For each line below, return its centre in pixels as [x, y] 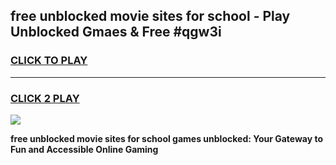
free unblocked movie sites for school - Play [150, 16]
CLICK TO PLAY [49, 61]
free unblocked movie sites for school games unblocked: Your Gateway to [167, 138]
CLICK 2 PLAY [45, 98]
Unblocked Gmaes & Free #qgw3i [116, 32]
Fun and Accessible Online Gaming [84, 149]
